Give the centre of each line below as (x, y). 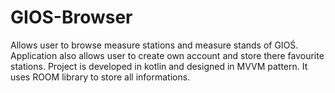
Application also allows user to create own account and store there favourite (167, 55)
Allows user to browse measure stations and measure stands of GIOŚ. (154, 45)
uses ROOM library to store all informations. (100, 77)
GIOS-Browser (71, 17)
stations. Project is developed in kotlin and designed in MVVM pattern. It (159, 66)
